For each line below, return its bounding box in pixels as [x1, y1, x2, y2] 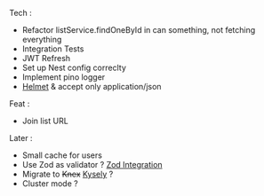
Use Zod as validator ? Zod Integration [21, 160, 163, 169]
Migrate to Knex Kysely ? [21, 169, 114, 179]
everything [21, 35, 62, 44]
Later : [9, 133, 33, 143]
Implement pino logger [21, 72, 106, 82]
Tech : [9, 8, 33, 18]
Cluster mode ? [21, 178, 78, 189]
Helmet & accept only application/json [21, 82, 162, 91]
